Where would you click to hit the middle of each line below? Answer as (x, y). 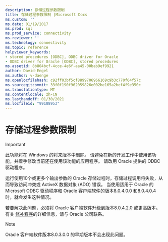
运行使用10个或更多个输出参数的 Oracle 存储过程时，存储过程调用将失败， (82, 178)
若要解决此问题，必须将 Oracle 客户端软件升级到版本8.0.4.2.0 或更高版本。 (83, 208)
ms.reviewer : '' (22, 38)
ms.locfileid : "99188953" (32, 104)
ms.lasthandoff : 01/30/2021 (35, 99)
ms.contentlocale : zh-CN (31, 94)
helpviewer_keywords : (28, 52)
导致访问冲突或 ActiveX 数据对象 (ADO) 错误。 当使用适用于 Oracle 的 (81, 185)
